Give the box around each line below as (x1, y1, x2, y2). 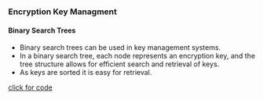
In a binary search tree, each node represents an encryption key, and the (19, 51, 256, 61)
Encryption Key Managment (8, 6, 118, 17)
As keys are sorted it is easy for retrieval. (19, 68, 152, 77)
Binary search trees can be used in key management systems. (19, 43, 221, 52)
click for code (8, 83, 53, 92)
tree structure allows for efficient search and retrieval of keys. (19, 59, 220, 69)
